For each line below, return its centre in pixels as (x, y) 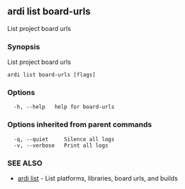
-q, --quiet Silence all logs (64, 139)
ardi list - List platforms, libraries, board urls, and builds (97, 178)
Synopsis (24, 46)
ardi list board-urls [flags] (52, 75)
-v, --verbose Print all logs (61, 145)
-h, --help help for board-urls (64, 107)
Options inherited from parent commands (80, 124)
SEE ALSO (25, 163)
